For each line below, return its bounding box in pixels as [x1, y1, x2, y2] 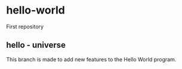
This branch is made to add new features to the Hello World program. [6, 55, 177, 63]
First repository [6, 23, 44, 30]
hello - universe [6, 40, 66, 50]
